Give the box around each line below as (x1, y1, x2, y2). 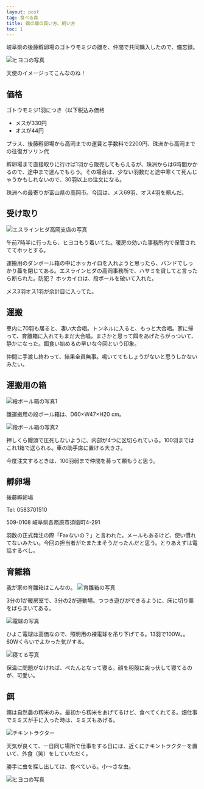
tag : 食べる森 (6, 15, 38, 21)
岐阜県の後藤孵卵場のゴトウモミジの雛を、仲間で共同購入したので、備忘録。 (6, 43, 199, 51)
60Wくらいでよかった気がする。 (6, 638, 88, 645)
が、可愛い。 (6, 672, 38, 679)
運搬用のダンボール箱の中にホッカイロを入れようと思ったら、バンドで (6, 259, 183, 266)
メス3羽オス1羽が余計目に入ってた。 (6, 288, 97, 295)
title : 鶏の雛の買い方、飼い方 (6, 20, 76, 26)
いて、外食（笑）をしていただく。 (6, 749, 91, 757)
